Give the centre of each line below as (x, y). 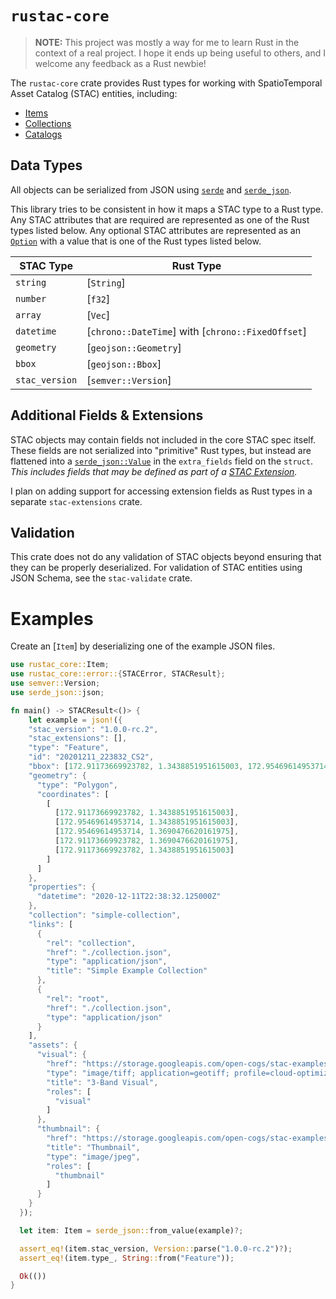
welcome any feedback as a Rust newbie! (120, 63)
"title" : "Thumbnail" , (93, 1147)
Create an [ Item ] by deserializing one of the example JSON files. (143, 646)
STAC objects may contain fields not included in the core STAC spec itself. (163, 439)
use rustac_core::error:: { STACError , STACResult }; (118, 674)
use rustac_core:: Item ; (60, 665)
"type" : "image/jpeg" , (93, 1157)
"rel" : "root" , (78, 998)
